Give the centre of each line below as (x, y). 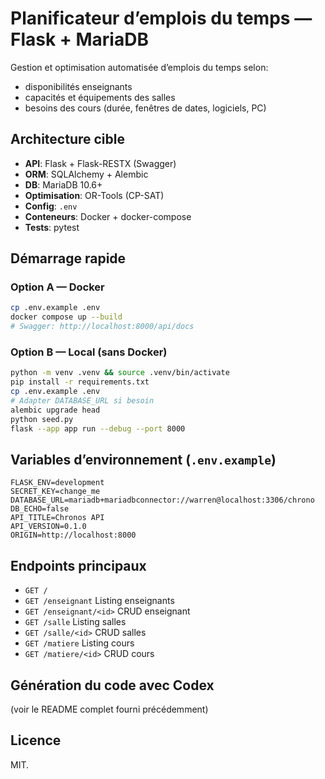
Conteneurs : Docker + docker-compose (108, 216)
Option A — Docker (57, 287)
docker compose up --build (66, 317)
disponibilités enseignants (78, 86)
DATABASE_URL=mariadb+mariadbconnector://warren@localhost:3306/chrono (162, 500)
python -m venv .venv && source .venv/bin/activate (120, 373)
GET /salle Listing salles (75, 622)
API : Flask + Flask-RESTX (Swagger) (100, 163)
